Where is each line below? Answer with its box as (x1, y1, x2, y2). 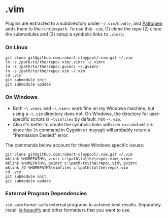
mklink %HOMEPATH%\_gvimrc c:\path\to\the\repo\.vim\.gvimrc (5, 161, 138, 166)
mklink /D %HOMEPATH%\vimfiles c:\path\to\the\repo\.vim (5, 165, 128, 170)
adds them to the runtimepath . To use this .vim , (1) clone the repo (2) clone (5, 25, 162, 31)
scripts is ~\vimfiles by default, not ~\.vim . (30, 116, 121, 122)
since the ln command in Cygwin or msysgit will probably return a (12, 127, 151, 133)
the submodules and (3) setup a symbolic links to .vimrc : (5, 31, 124, 37)
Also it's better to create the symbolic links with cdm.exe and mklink (12, 121, 153, 127)
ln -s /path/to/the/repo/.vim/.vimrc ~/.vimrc (5, 60, 106, 65)
